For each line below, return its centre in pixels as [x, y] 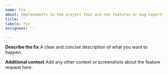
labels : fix [17, 24]
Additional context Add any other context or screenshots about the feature [83, 62]
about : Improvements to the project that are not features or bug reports [85, 14]
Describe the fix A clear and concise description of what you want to [76, 47]
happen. [14, 52]
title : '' [15, 19]
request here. [19, 67]
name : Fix [15, 10]
